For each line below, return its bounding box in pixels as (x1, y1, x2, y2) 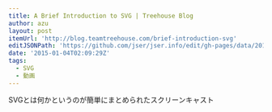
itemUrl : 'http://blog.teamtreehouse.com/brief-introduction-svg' (8, 34, 237, 43)
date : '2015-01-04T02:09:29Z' (8, 49, 111, 57)
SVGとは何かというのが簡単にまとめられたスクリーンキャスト (8, 94, 215, 105)
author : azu (8, 19, 49, 27)
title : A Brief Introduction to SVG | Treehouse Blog (8, 11, 194, 20)
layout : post (8, 27, 53, 35)
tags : (8, 57, 27, 65)
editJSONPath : (8, 42, 57, 50)
